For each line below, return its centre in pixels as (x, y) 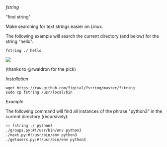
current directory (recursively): (37, 116)
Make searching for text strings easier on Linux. (54, 26)
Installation (17, 79)
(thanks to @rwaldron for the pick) (41, 69)
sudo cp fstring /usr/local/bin (39, 92)
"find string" (18, 17)
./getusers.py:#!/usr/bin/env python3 (46, 140)
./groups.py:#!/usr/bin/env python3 (43, 130)
